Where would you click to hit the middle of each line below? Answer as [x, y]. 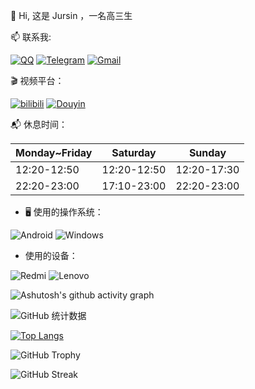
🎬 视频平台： [37, 80]
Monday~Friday [54, 152]
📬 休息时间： [39, 124]
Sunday [207, 152]
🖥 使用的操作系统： [64, 212]
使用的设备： [51, 255]
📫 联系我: [31, 37]
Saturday [134, 152]
